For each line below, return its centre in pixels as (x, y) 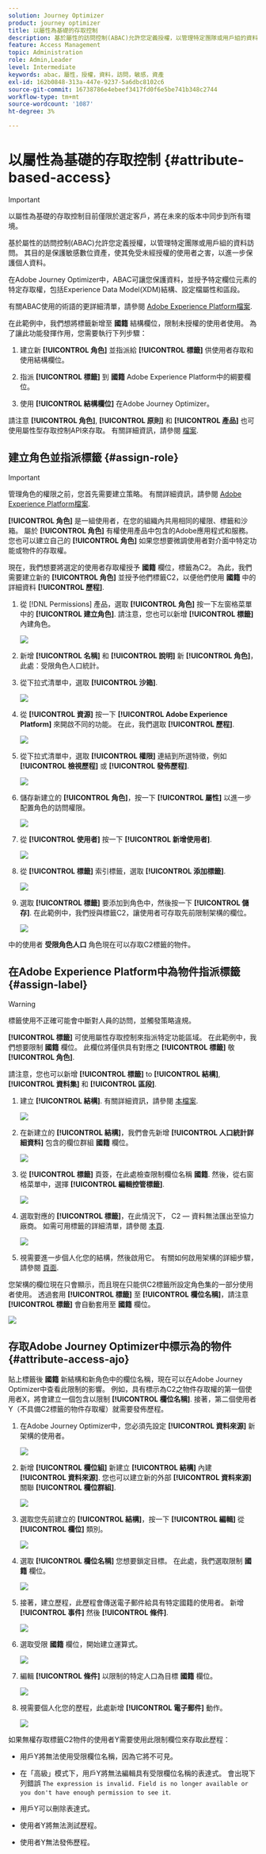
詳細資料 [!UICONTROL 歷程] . (56, 587)
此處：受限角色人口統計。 (61, 665)
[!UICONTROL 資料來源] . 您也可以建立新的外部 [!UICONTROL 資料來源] (135, 1478)
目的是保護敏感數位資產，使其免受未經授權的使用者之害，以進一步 (138, 252)
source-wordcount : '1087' (51, 104)
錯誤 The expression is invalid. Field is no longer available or (137, 1783)
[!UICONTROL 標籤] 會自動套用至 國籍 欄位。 (82, 1304)
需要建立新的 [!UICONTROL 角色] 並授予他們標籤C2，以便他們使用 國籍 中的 (132, 577)
